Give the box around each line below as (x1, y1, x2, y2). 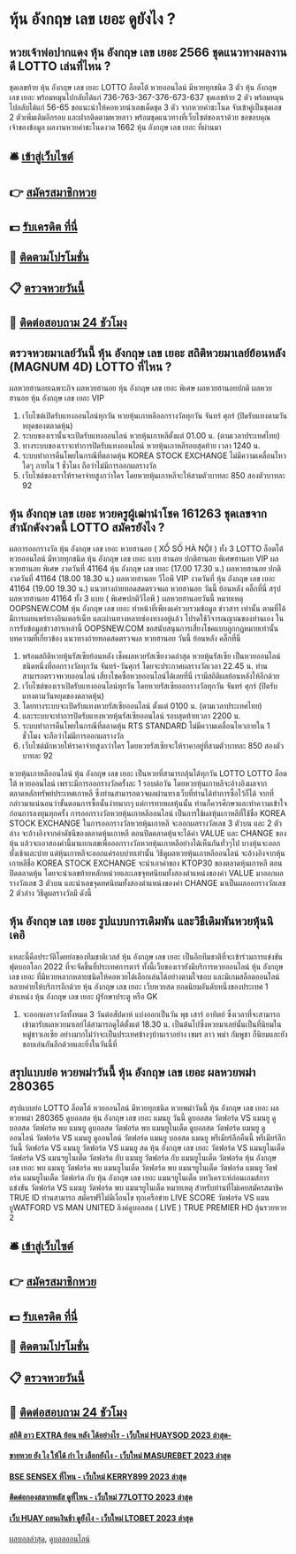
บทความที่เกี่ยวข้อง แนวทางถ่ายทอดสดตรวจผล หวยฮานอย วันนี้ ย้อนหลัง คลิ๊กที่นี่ (9, 633, 241, 643)
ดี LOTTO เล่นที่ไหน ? (9, 58, 111, 74)
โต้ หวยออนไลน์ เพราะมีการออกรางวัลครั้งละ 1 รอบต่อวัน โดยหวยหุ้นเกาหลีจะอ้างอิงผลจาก (9, 778, 268, 789)
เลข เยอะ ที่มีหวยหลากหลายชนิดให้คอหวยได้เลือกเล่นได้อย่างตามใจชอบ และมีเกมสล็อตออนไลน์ (9, 971, 280, 982)
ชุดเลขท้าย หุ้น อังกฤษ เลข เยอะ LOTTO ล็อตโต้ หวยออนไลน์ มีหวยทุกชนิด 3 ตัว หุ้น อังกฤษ (9, 82, 277, 92)
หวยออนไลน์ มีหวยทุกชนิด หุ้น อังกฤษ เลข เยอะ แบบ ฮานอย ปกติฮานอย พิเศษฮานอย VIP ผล (9, 553, 279, 563)
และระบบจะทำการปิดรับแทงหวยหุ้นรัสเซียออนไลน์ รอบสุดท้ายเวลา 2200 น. (21, 710, 241, 721)
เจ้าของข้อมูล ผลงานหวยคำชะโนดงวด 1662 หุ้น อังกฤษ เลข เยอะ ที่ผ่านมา (9, 122, 222, 132)
